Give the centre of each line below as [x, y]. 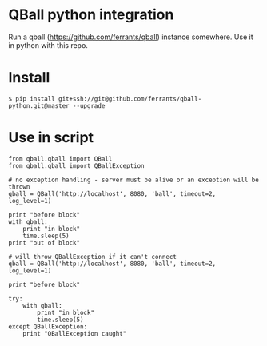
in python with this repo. [48, 45]
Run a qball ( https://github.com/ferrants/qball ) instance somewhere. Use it [131, 37]
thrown [19, 187]
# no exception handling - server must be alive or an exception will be [134, 180]
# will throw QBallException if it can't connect [93, 257]
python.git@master [39, 105]
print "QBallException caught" [75, 333]
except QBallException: [48, 326]
